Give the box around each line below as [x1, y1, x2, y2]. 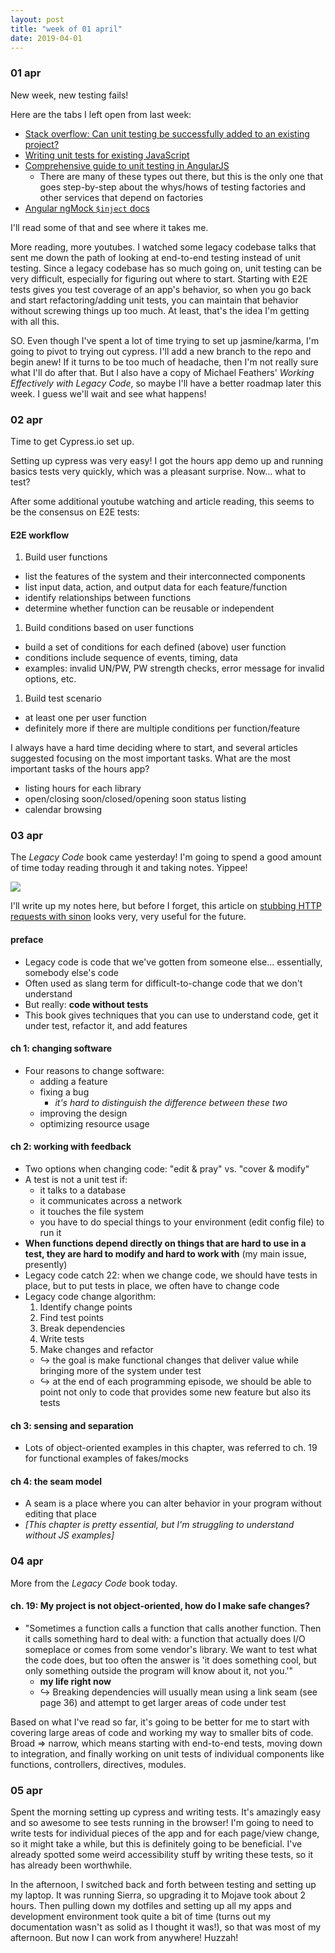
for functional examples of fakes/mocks [24, 1452, 189, 1465]
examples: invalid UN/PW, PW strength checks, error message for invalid [24, 662, 325, 675]
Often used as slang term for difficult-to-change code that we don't [24, 977, 303, 989]
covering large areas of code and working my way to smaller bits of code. [10, 1726, 314, 1738]
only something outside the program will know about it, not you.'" [24, 1664, 294, 1676]
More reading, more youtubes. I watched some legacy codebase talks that [10, 241, 317, 253]
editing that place [24, 1508, 97, 1520]
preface [10, 934, 44, 946]
